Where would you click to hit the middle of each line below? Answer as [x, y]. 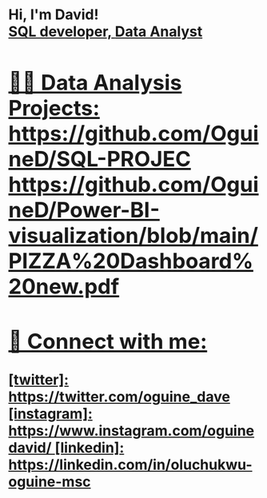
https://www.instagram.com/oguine [132, 430]
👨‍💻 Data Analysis [95, 82]
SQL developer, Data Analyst [106, 32]
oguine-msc [50, 482]
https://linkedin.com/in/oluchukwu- [131, 464]
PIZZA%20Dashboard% [131, 260]
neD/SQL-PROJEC [100, 159]
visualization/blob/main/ [133, 235]
